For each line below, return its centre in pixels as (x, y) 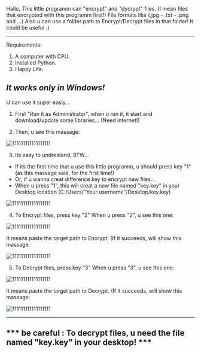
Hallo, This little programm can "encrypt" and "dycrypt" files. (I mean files (97, 9)
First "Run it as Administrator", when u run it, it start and (83, 113)
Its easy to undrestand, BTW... (52, 155)
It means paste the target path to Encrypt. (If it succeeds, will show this (94, 238)
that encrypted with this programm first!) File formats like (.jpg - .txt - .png (98, 15)
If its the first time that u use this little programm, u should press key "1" (103, 166)
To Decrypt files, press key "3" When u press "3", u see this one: (95, 268)
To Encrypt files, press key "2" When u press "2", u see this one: (94, 215)
